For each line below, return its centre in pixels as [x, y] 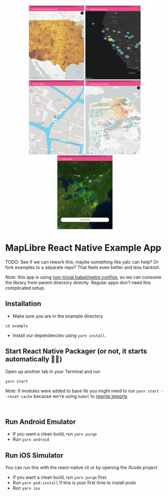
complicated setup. [25, 288]
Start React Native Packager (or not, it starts [76, 351]
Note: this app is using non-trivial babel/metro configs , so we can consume [83, 277]
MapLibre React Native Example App [83, 248]
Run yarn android [31, 439]
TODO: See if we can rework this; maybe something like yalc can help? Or [82, 262]
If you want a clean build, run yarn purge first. [60, 477]
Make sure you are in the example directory [58, 316]
